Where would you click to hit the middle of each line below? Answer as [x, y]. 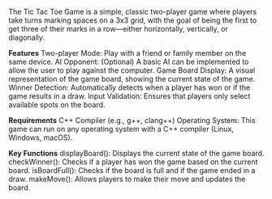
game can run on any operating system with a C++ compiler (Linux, [121, 129]
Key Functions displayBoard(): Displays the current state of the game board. [136, 153]
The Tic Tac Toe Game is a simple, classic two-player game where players [133, 12]
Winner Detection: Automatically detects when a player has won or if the [130, 87]
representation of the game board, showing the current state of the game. [132, 79]
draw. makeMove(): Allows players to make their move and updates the [127, 179]
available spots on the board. [57, 105]
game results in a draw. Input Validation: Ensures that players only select [130, 96]
